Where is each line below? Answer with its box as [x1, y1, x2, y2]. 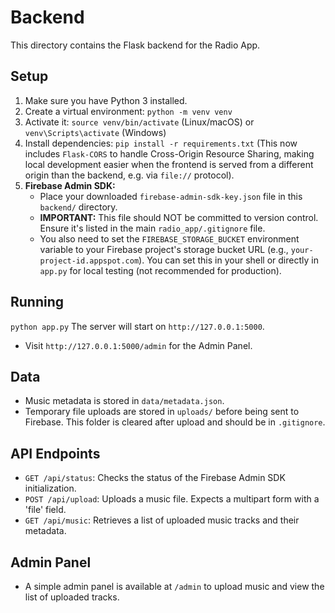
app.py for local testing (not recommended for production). [39, 264, 282, 276]
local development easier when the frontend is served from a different [24, 158, 314, 170]
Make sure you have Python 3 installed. [24, 94, 188, 106]
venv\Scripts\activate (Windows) [24, 126, 167, 138]
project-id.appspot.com [39, 256, 140, 266]
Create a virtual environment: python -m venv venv [24, 105, 233, 117]
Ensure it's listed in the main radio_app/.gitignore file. [39, 222, 266, 234]
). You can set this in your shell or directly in [138, 254, 319, 266]
